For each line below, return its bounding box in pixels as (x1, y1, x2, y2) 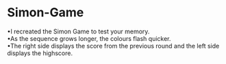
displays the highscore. (7, 49, 73, 57)
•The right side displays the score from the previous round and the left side (7, 42, 220, 50)
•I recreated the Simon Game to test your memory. (7, 27, 150, 35)
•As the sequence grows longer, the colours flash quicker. (7, 34, 171, 42)
